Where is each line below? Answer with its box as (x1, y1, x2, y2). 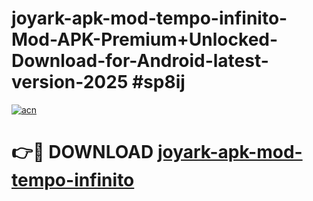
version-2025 (11, 71, 129, 94)
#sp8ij (131, 71, 186, 94)
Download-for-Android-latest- (11, 50, 269, 72)
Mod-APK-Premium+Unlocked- (11, 28, 279, 51)
